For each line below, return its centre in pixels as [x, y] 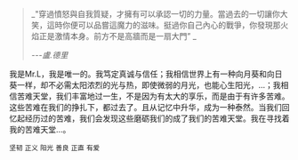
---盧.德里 [49, 55]
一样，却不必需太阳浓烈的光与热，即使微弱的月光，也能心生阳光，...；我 [149, 85]
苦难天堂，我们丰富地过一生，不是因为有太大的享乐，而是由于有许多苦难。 [153, 96]
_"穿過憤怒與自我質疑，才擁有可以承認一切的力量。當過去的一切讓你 [155, 14]
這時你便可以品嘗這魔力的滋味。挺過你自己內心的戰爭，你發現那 [164, 25]
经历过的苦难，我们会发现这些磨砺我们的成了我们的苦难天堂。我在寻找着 [157, 118]
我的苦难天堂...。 [40, 129]
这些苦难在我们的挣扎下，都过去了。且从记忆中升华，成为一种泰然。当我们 [145, 107]
